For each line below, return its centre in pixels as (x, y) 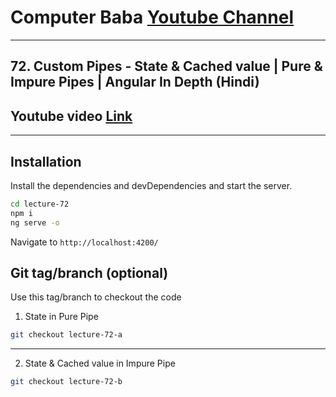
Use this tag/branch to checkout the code (96, 297)
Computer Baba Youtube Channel (152, 17)
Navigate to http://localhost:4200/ (84, 242)
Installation (46, 161)
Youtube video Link (71, 116)
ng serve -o (35, 222)
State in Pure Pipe (61, 317)
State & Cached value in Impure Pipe (100, 363)
